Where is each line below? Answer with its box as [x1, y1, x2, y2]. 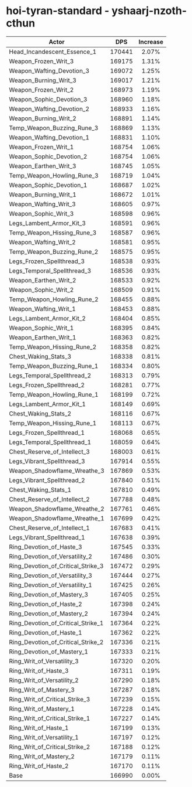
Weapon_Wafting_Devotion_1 [9, 133, 89, 141]
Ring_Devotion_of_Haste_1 [9, 628, 83, 636]
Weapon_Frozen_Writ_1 [9, 142, 74, 151]
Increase [138, 38, 163, 46]
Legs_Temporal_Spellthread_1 [9, 438, 92, 446]
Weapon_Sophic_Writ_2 [9, 285, 74, 294]
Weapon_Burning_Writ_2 [9, 114, 77, 122]
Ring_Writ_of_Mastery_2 [9, 752, 75, 760]
